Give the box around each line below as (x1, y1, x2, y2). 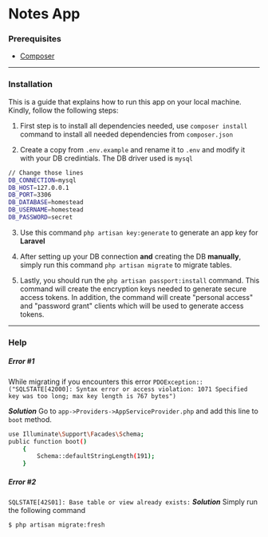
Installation (8, 79, 53, 90)
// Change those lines (8, 168, 84, 176)
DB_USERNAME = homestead (8, 206, 84, 214)
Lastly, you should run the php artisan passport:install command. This (19, 275, 260, 285)
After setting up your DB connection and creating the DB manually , (19, 251, 242, 261)
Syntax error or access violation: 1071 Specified (76, 385, 248, 393)
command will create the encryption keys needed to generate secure (19, 284, 247, 294)
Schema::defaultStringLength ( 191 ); (37, 452, 156, 460)
